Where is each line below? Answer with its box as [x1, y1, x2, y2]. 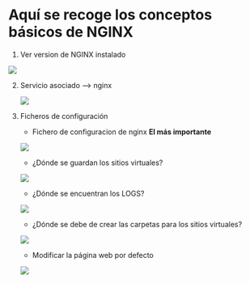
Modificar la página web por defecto [32, 250, 154, 260]
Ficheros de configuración [19, 111, 108, 120]
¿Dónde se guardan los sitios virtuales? [32, 158, 163, 167]
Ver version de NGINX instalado [19, 49, 126, 59]
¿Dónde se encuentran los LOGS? [32, 188, 145, 198]
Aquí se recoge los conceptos [8, 6, 213, 24]
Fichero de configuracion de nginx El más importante [32, 127, 212, 137]
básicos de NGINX [8, 23, 133, 41]
